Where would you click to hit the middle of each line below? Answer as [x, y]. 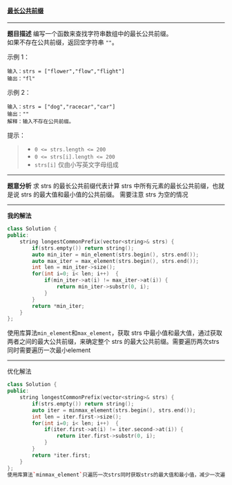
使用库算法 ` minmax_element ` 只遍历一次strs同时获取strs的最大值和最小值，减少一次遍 [116, 475]
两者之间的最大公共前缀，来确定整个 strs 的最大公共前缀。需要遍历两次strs [113, 342]
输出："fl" [21, 79]
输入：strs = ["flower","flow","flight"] [66, 72]
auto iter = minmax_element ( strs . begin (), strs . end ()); [114, 410]
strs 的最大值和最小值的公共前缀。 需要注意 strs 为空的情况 [104, 194]
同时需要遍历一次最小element [49, 350]
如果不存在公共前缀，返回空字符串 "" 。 [63, 42]
